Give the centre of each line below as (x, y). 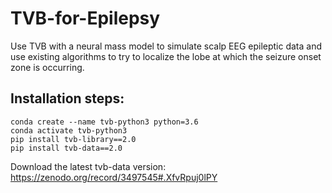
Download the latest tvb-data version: (88, 166)
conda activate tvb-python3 (69, 130)
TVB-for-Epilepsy (85, 18)
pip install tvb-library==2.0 (73, 139)
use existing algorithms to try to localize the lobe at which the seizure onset (166, 56)
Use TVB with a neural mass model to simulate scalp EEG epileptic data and (166, 46)
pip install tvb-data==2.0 (66, 148)
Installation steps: (67, 98)
